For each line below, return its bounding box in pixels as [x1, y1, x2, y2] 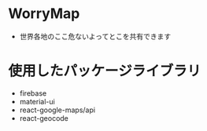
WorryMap [8, 5, 80, 23]
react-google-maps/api [19, 105, 96, 115]
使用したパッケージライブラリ [8, 62, 201, 80]
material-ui [19, 96, 55, 106]
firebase [19, 88, 47, 98]
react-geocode [19, 113, 69, 122]
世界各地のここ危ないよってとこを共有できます [19, 31, 172, 41]
